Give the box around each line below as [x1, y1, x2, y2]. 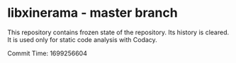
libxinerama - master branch [7, 5, 179, 21]
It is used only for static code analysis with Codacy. [7, 35, 157, 43]
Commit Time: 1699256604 [7, 49, 87, 57]
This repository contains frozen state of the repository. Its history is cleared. [7, 28, 229, 36]
